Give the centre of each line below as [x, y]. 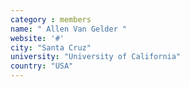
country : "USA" [42, 66]
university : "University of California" [96, 57]
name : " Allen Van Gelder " [69, 29]
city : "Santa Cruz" [51, 47]
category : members [51, 19]
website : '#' [37, 38]
